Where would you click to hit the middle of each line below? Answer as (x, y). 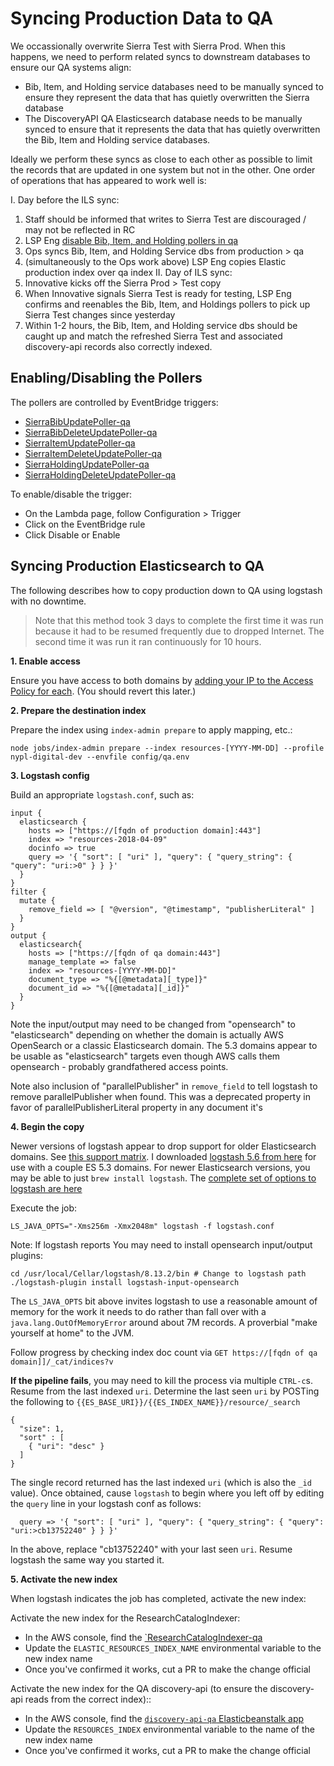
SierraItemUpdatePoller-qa (80, 443)
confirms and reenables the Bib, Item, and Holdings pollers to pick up (167, 304)
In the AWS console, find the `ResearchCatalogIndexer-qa (143, 1637)
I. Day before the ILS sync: (65, 199)
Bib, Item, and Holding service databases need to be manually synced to (174, 86)
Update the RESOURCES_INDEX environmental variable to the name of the (169, 1729)
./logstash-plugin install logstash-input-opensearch (125, 1282)
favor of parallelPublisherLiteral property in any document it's (136, 1107)
